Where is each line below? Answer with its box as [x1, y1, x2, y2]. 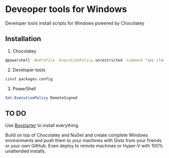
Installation [5, 35, 41, 43]
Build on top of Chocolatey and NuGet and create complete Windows [5, 132, 148, 138]
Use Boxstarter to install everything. [5, 122, 79, 128]
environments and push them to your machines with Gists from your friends [5, 137, 162, 143]
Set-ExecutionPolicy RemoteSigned [5, 95, 78, 100]
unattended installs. [5, 148, 46, 154]
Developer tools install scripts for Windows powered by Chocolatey [5, 20, 145, 26]
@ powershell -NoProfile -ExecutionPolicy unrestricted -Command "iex [5, 58, 154, 63]
